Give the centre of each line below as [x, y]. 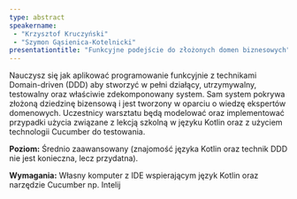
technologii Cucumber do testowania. [77, 132]
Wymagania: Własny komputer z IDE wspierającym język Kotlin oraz [134, 176]
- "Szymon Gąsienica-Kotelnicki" [75, 42]
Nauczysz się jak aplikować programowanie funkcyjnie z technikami [133, 75]
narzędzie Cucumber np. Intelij [65, 185]
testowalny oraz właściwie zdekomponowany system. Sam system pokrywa [147, 95]
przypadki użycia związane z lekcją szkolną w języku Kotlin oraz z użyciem [146, 122]
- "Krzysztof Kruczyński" [61, 34]
